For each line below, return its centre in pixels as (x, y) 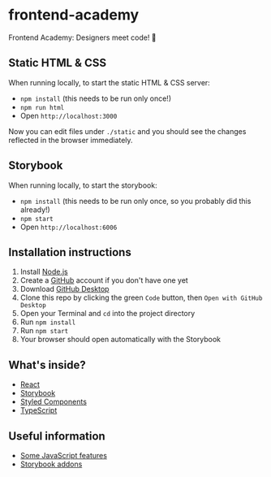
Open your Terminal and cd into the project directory (108, 314)
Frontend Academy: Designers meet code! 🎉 (82, 37)
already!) (35, 210)
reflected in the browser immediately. (71, 140)
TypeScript (39, 410)
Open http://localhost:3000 (69, 115)
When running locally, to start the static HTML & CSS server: (110, 82)
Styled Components (54, 402)
